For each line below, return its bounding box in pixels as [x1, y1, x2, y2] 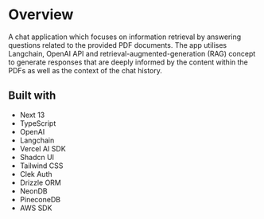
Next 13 [19, 110, 45, 119]
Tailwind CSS [19, 161, 64, 170]
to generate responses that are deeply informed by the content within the [8, 57, 249, 67]
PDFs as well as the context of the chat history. [8, 65, 163, 75]
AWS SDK [19, 203, 52, 213]
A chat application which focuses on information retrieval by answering [8, 32, 241, 41]
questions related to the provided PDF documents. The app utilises [8, 40, 227, 49]
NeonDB [19, 186, 48, 196]
